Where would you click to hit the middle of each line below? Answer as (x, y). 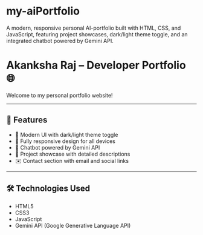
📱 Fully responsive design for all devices (65, 141)
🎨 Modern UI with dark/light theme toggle (66, 134)
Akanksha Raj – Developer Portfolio (96, 65)
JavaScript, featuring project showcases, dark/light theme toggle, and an (97, 34)
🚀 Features (27, 120)
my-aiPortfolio (43, 11)
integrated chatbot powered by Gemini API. (60, 41)
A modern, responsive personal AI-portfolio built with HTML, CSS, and (94, 28)
